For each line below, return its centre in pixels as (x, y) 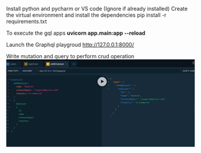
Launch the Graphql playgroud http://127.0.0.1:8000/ (70, 45)
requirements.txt (27, 21)
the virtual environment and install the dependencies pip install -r (86, 15)
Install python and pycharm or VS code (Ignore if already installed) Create (97, 9)
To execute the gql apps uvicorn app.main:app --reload (76, 33)
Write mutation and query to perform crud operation (70, 56)
